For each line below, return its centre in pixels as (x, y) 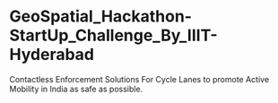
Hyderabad (52, 55)
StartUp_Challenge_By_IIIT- (113, 35)
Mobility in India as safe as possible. (76, 89)
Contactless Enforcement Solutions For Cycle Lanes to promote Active (139, 79)
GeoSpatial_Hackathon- (101, 17)
